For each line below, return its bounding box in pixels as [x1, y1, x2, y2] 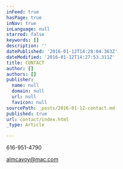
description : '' [6, 43, 47, 49]
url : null [12, 94, 36, 100]
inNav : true [6, 20, 36, 26]
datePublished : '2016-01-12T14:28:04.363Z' [6, 49, 118, 55]
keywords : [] [6, 37, 39, 43]
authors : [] [6, 71, 36, 77]
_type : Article [6, 122, 45, 128]
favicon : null [12, 99, 47, 105]
